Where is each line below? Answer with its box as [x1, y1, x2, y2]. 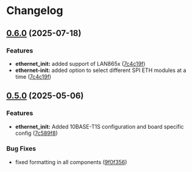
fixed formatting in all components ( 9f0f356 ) [15, 158, 127, 165]
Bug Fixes [6, 145, 37, 153]
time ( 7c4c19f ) [15, 73, 52, 80]
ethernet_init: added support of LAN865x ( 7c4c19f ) [15, 60, 146, 67]
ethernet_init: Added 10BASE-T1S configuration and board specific [15, 123, 184, 130]
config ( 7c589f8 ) [15, 129, 58, 137]
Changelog [6, 4, 63, 18]
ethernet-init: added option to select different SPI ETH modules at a [15, 66, 187, 74]
